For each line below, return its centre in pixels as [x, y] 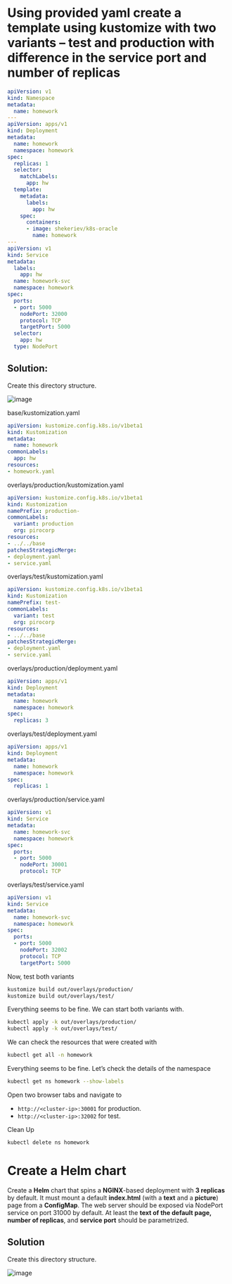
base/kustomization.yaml [44, 412]
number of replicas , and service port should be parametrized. [98, 1220]
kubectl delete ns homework [49, 1142]
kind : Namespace [31, 98]
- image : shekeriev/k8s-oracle [72, 229]
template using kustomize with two [112, 28]
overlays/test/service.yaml [46, 885]
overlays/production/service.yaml [56, 799]
